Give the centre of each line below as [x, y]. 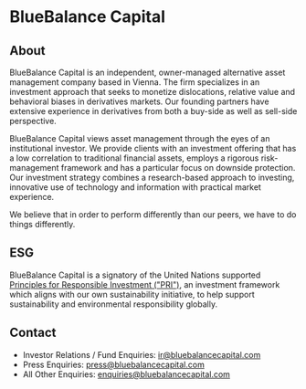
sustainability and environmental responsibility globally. [113, 304]
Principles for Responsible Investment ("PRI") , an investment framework [145, 284]
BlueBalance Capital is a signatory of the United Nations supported [135, 275]
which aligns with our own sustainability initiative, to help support [132, 294]
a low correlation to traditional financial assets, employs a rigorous [134, 158]
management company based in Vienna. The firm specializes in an [135, 82]
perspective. [33, 121]
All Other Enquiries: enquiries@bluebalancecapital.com [127, 374]
